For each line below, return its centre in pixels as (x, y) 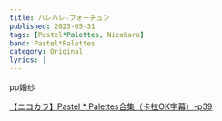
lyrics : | (28, 60)
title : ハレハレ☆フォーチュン (60, 18)
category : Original (46, 52)
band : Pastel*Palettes (52, 43)
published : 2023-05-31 (52, 26)
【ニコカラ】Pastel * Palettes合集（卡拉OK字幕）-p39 (111, 106)
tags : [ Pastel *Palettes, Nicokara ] (77, 35)
